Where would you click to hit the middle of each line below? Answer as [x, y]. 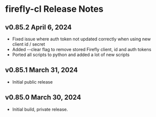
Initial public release [32, 82]
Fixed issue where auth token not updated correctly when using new [81, 39]
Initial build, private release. [40, 109]
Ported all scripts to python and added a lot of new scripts [71, 55]
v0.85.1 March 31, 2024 [41, 70]
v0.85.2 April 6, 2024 [39, 27]
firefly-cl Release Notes [54, 9]
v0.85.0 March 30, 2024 [43, 98]
